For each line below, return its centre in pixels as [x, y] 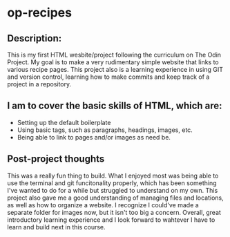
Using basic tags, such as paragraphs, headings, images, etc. [105, 130]
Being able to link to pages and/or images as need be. [94, 137]
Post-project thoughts [56, 159]
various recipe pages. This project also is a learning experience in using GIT [115, 69]
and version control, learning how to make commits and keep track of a [108, 77]
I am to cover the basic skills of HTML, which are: [115, 106]
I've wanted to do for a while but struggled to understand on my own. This [113, 190]
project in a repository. [39, 84]
